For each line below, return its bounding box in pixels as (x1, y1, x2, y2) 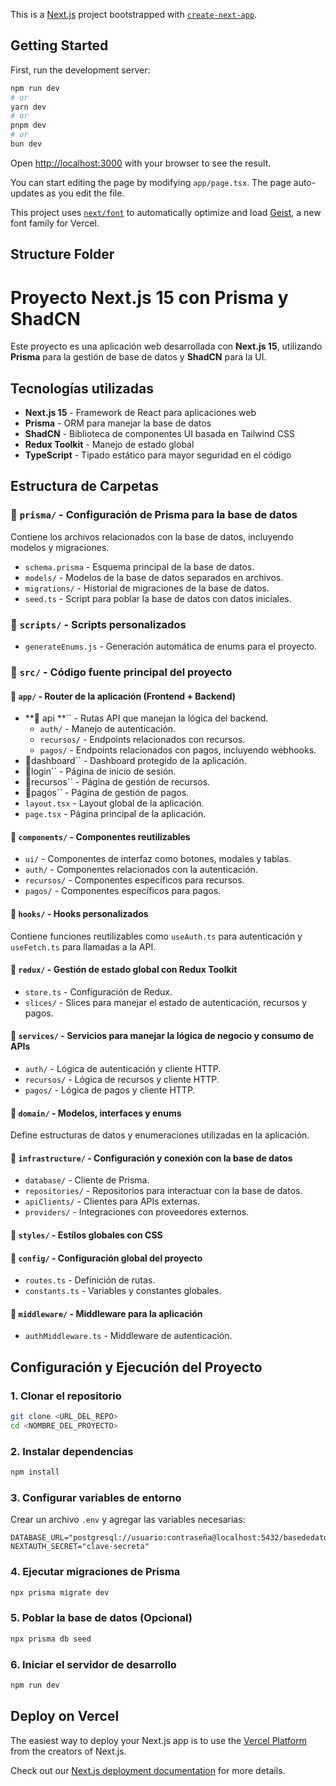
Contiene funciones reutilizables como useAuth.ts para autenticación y (10, 930, 303, 942)
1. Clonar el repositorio (10, 1389, 122, 1403)
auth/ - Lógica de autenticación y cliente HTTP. (24, 1063, 222, 1074)
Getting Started (10, 37, 109, 54)
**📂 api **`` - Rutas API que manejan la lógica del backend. (24, 712, 269, 724)
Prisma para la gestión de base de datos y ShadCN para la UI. (10, 351, 267, 363)
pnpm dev (10, 120, 47, 131)
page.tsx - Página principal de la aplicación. (24, 808, 207, 820)
